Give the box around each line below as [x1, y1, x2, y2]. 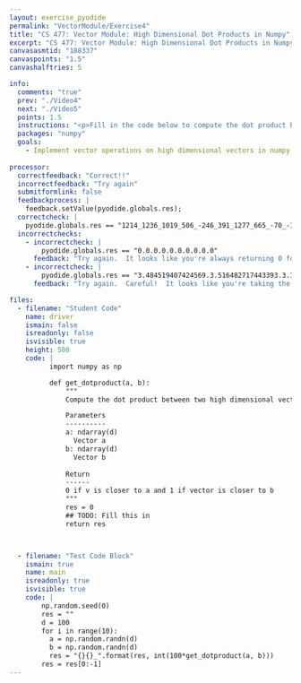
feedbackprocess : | [17, 196, 90, 205]
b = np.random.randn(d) [48, 643, 139, 653]
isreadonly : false [25, 329, 94, 338]
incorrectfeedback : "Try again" [17, 179, 139, 188]
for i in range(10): [41, 627, 118, 635]
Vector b [73, 453, 106, 462]
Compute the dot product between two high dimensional [65, 395, 275, 404]
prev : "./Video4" [17, 96, 82, 105]
